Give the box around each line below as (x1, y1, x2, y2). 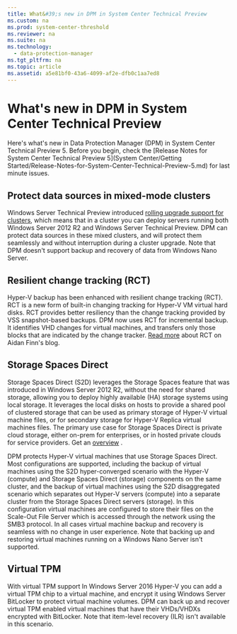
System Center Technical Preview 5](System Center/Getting (7, 154, 183, 163)
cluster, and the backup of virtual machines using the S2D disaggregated (7, 482, 221, 491)
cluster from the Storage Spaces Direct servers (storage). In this (7, 497, 195, 505)
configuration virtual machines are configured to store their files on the (7, 505, 214, 513)
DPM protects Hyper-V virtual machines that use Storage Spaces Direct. (7, 452, 218, 460)
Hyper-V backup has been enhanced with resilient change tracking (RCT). (7, 293, 223, 302)
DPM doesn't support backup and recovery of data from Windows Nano (7, 246, 217, 255)
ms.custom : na (7, 17, 50, 24)
